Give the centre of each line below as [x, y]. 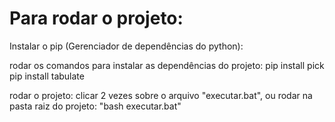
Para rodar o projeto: [96, 18]
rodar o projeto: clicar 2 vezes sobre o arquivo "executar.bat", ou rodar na [161, 95]
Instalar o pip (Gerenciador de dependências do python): [126, 46]
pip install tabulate [47, 76]
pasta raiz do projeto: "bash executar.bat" [95, 106]
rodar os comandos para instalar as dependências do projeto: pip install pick [167, 65]
